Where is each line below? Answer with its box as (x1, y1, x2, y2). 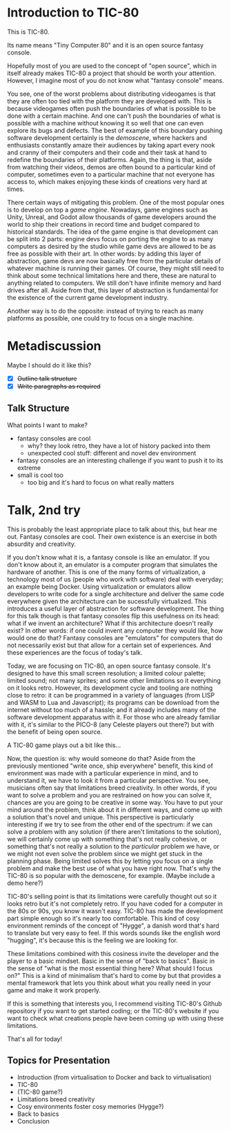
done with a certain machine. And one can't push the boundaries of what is (7, 112, 221, 120)
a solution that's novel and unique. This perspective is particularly (7, 813, 194, 821)
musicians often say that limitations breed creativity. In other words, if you (7, 784, 217, 792)
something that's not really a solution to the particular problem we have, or (7, 842, 219, 850)
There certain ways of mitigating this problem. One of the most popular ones (7, 198, 225, 206)
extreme (17, 463, 41, 471)
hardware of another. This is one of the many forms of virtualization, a (7, 567, 205, 576)
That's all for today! (7, 1035, 63, 1043)
